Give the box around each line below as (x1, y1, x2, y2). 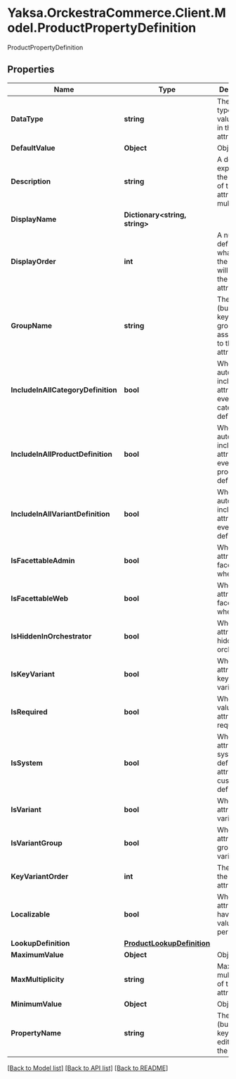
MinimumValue (11, 999, 63, 1009)
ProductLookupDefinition (124, 938, 211, 948)
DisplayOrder (11, 256, 56, 266)
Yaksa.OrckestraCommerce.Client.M (7, 5, 226, 21)
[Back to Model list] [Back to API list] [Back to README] (7, 1064, 169, 1072)
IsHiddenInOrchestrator (11, 631, 92, 641)
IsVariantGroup (11, 838, 63, 847)
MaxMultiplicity (11, 974, 65, 984)
